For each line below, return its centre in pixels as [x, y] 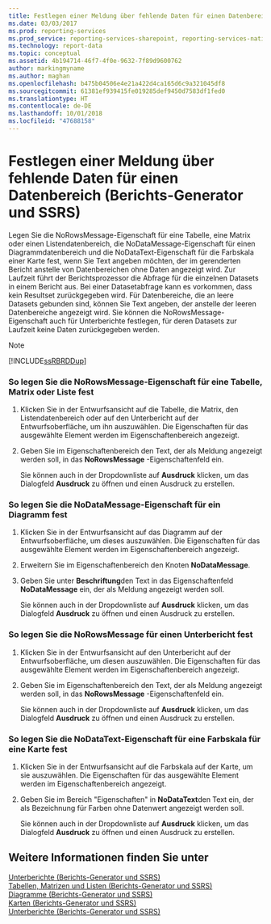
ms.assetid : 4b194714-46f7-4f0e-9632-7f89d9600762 [95, 61]
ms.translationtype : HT [48, 99]
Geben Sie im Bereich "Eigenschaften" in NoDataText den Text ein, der [137, 800]
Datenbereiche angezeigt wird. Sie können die [85, 312]
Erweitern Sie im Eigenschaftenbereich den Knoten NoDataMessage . [135, 565]
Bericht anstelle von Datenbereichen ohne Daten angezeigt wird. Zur [122, 269]
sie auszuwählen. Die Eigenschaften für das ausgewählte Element [129, 775]
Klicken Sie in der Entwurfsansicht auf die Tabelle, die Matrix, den [129, 410]
